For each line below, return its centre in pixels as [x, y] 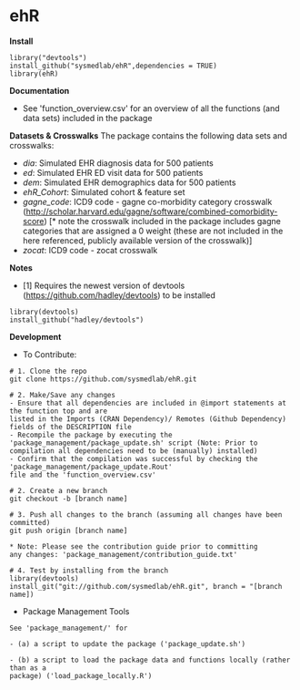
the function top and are [58, 411]
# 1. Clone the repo [49, 371]
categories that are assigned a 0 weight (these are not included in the [153, 231]
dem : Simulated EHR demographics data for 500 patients [129, 182]
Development [35, 336]
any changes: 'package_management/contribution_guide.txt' [124, 554]
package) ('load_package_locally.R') [81, 675]
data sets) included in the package [87, 118]
